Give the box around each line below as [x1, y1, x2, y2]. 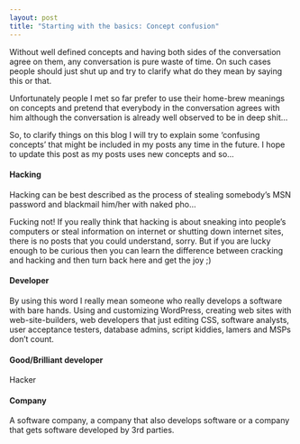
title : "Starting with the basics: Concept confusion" [9, 22, 220, 31]
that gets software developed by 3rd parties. [9, 425, 175, 436]
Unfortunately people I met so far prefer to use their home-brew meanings [9, 92, 286, 104]
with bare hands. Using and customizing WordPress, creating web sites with [9, 304, 292, 316]
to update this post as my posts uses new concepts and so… [9, 148, 234, 159]
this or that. [9, 75, 52, 86]
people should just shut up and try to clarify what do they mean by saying [9, 65, 283, 77]
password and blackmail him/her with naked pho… [9, 199, 196, 209]
